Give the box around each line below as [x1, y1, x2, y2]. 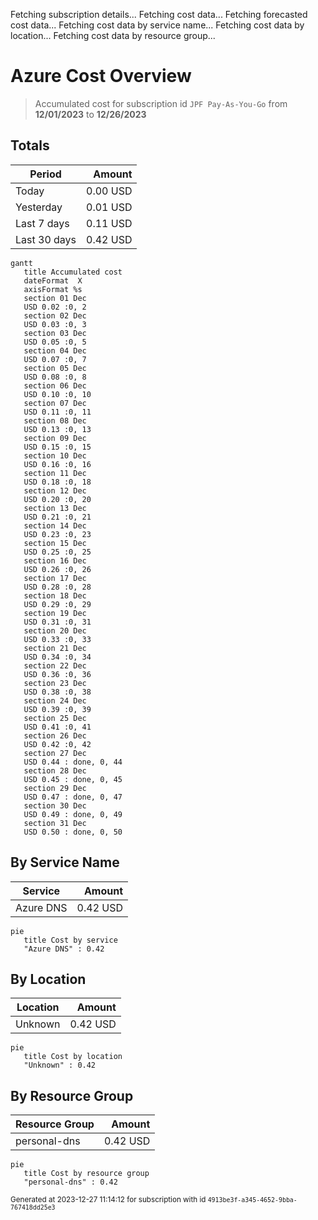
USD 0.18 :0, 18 [23, 477, 92, 487]
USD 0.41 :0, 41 [23, 722, 92, 732]
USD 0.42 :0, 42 [23, 739, 92, 749]
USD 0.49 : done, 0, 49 [23, 809, 123, 819]
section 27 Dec [23, 748, 87, 758]
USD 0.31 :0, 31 [23, 617, 92, 627]
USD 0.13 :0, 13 [23, 424, 92, 434]
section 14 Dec [23, 520, 87, 531]
